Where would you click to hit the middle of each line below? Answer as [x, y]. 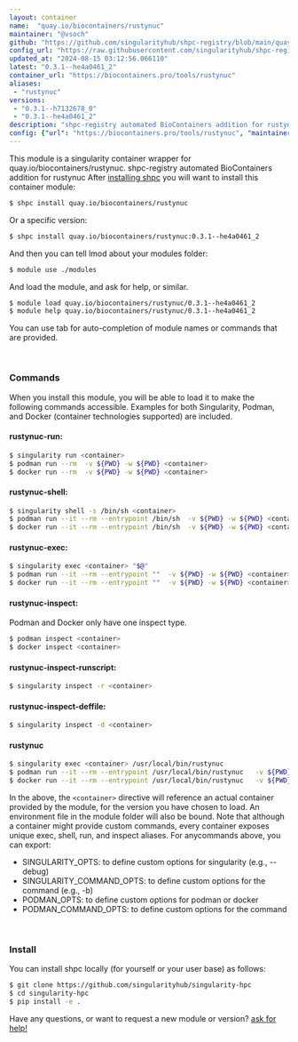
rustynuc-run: [36, 437]
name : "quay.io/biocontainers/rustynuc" [87, 26]
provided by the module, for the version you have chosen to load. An [134, 806]
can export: [30, 845]
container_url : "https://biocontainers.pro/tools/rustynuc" [123, 76]
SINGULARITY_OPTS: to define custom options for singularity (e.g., [145, 862]
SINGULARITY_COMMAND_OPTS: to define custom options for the [144, 880]
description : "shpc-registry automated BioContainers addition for [137, 125]
